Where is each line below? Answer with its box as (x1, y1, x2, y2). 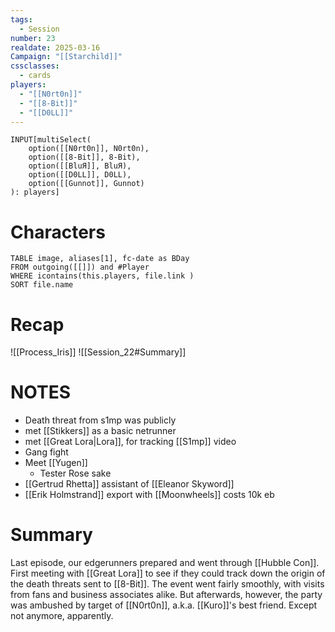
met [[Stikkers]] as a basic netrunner (24, 425, 177, 437)
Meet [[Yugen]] (24, 457, 88, 469)
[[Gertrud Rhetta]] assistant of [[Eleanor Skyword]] (24, 478, 235, 490)
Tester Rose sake (39, 467, 112, 480)
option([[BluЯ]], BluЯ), (28, 161, 132, 171)
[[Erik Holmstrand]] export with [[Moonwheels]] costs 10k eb (24, 489, 275, 501)
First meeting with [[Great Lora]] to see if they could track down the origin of (10, 567, 326, 580)
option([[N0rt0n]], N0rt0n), (28, 144, 150, 154)
